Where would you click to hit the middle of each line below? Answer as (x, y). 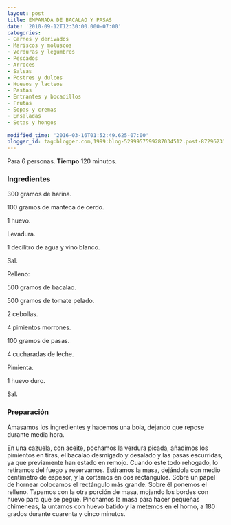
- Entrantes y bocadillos (44, 97)
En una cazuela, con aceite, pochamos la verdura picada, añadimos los (108, 448)
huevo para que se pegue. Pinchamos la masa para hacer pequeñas (103, 499)
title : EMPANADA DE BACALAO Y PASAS (59, 20)
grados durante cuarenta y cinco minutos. (66, 513)
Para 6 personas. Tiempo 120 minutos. (62, 161)
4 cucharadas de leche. (41, 354)
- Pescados (23, 59)
